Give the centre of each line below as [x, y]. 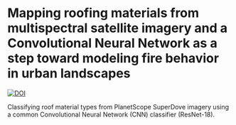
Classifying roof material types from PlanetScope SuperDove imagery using [118, 107]
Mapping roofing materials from [103, 13]
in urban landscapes [69, 74]
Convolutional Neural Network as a [113, 43]
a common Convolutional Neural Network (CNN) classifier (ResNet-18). [111, 114]
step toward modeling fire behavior [113, 59]
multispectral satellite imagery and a [118, 28]
